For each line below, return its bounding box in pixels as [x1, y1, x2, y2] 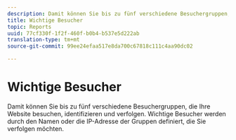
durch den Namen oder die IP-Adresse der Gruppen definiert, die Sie [7, 117, 206, 125]
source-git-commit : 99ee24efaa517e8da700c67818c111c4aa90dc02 [7, 43, 193, 50]
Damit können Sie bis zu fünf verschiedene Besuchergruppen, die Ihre [7, 102, 211, 111]
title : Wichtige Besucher [7, 17, 83, 24]
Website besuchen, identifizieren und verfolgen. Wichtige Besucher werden [7, 109, 226, 118]
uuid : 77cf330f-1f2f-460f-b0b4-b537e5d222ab [7, 29, 140, 37]
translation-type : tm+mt [7, 36, 80, 43]
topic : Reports [7, 23, 52, 30]
